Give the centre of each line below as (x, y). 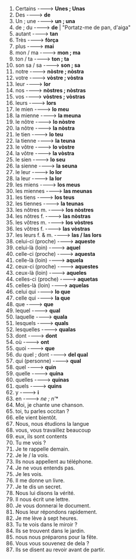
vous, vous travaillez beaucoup (53, 430)
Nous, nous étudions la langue (52, 424)
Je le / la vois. (32, 455)
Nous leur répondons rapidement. (56, 512)
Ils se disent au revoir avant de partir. (60, 550)
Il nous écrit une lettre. (42, 499)
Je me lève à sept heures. (47, 518)
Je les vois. (29, 474)
